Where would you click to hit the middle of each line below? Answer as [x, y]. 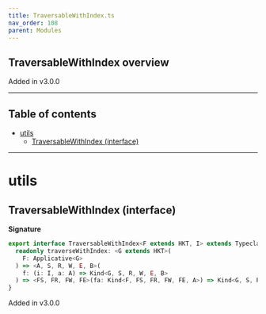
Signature [25, 229]
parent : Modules [35, 30]
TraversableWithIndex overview [89, 62]
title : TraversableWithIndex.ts [61, 15]
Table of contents [52, 114]
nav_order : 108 [33, 23]
